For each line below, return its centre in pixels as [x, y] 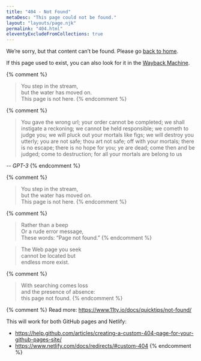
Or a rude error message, [52, 231]
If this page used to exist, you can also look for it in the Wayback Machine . [98, 63]
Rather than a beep [45, 225]
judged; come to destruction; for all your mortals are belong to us [101, 154]
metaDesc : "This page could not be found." [61, 17]
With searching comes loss [54, 285]
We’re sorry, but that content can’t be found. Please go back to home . [92, 51]
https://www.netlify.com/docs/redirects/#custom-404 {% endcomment [103, 346]
